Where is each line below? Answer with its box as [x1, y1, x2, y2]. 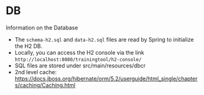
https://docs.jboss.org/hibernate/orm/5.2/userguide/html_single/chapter [14, 75, 198, 82]
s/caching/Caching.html [14, 81, 76, 89]
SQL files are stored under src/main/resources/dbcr [14, 62, 146, 69]
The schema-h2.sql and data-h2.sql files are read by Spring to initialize [14, 36, 194, 43]
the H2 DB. [14, 42, 42, 50]
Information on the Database [6, 24, 78, 31]
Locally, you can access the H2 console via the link [14, 48, 144, 56]
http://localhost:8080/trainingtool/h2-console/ [14, 56, 142, 63]
